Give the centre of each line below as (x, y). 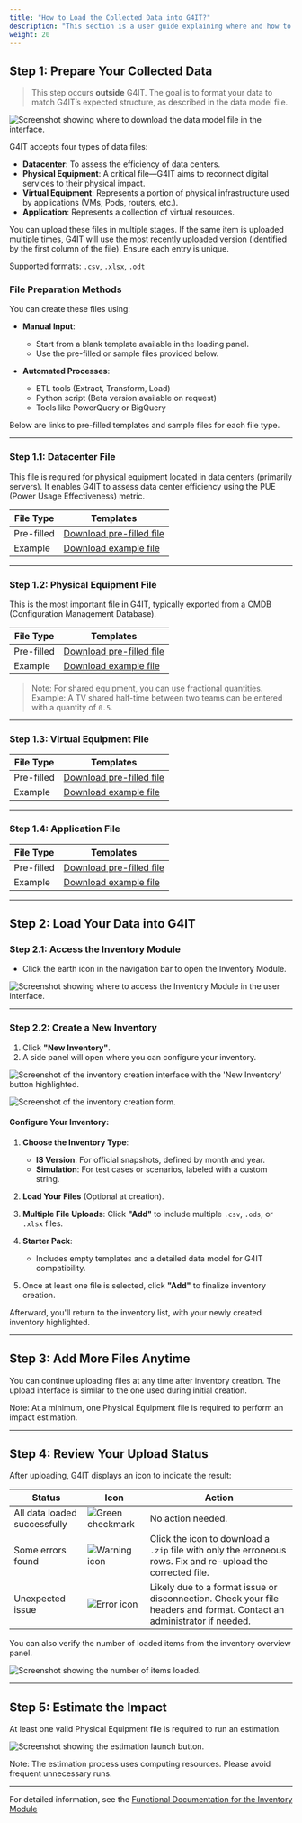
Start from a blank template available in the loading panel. (142, 344)
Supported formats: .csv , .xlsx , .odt (77, 266)
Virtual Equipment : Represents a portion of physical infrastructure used (155, 193)
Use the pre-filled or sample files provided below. (127, 353)
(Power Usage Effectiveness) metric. (77, 496)
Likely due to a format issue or (213, 1588)
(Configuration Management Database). (83, 614)
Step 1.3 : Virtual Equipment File (80, 739)
